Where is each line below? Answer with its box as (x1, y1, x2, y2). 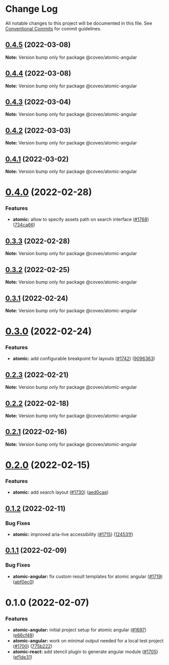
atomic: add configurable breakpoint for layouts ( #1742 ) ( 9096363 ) (12, 355, 155, 362)
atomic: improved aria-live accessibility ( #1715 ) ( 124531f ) (12, 531, 134, 537)
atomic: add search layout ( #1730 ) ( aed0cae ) (12, 489, 109, 495)
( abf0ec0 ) (12, 579, 34, 585)
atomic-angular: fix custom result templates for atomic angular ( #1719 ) (12, 573, 163, 579)
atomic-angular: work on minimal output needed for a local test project (12, 638, 164, 644)
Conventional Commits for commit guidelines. (5, 25, 101, 31)
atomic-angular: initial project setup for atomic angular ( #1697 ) (12, 627, 147, 633)
